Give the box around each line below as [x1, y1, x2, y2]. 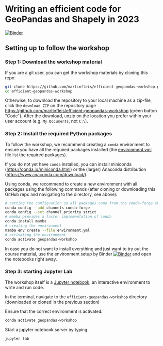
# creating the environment [5, 223, 62, 228]
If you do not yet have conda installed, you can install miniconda [5, 161, 132, 167]
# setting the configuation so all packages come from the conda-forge [5, 200, 153, 205]
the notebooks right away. [5, 256, 57, 262]
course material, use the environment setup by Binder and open [5, 251, 151, 256]
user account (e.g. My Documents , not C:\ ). [5, 118, 88, 124]
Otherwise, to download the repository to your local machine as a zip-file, [5, 97, 152, 103]
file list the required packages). [5, 152, 67, 158]
